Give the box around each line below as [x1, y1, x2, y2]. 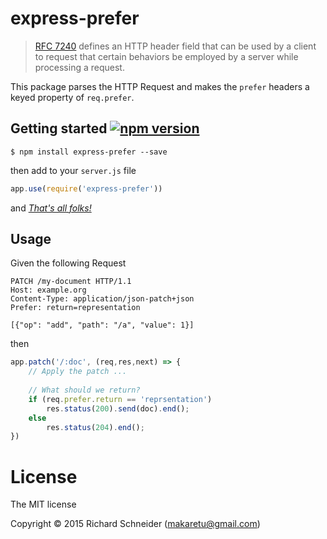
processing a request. [34, 61, 125, 73]
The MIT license [10, 498, 77, 511]
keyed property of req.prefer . [10, 91, 135, 103]
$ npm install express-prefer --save [10, 147, 168, 157]
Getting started [10, 120, 108, 137]
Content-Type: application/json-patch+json [10, 294, 195, 304]
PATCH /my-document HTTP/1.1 [10, 277, 132, 287]
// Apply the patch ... [28, 367, 128, 377]
